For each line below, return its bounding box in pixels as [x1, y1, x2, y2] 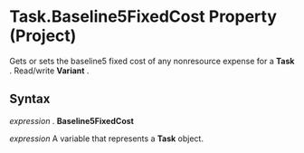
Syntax [9, 91, 51, 107]
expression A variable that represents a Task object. [9, 133, 204, 144]
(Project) [9, 25, 77, 46]
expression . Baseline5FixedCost [9, 115, 134, 126]
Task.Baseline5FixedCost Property [9, 6, 278, 27]
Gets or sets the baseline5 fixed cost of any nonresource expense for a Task [9, 55, 295, 66]
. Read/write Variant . [9, 65, 90, 76]
